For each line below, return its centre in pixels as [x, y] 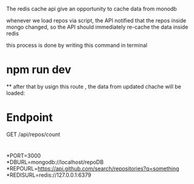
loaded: [16, 93]
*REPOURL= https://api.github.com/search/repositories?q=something [93, 169]
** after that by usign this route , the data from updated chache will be [94, 86]
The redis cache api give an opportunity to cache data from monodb [92, 9]
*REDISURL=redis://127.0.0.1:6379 [49, 175]
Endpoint [30, 118]
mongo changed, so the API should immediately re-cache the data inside [97, 27]
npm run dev [39, 70]
